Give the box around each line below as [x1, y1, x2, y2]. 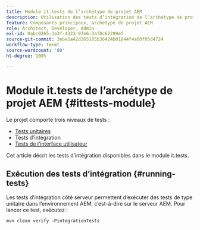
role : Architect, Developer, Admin [6, 25, 95, 31]
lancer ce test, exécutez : [6, 206, 68, 214]
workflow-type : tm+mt [6, 42, 60, 48]
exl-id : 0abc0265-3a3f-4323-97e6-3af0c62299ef [6, 31, 124, 37]
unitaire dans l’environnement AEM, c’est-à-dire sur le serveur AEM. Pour [6, 200, 186, 207]
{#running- [133, 169, 176, 179]
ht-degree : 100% [6, 53, 46, 59]
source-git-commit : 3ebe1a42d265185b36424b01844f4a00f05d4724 [6, 36, 164, 42]
